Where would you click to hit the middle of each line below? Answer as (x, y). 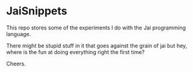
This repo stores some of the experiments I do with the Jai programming (96, 28)
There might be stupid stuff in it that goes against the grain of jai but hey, (97, 46)
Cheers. (16, 64)
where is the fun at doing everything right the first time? (75, 52)
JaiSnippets (37, 11)
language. (19, 34)
